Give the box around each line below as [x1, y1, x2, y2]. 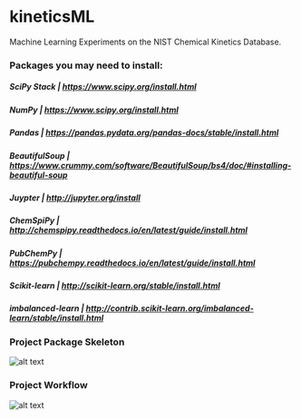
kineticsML [9, 6, 95, 27]
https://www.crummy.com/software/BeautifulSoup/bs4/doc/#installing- [9, 160, 292, 171]
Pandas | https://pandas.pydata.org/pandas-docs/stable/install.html [9, 127, 279, 138]
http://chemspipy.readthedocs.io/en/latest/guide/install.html [9, 225, 248, 236]
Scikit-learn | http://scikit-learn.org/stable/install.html [9, 280, 220, 291]
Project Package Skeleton [9, 336, 125, 348]
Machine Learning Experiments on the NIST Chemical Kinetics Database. [9, 36, 282, 47]
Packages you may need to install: [9, 59, 163, 72]
